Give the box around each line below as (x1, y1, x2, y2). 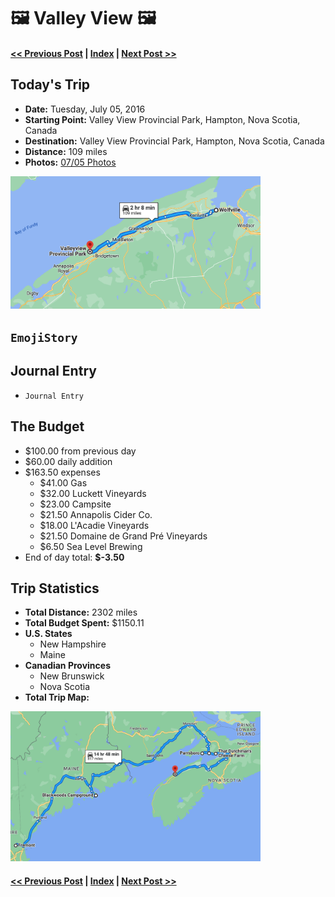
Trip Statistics (10, 580, 100, 597)
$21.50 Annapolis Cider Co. (39, 508, 153, 520)
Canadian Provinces (24, 660, 111, 672)
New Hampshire (39, 638, 107, 650)
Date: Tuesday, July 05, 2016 (24, 103, 146, 115)
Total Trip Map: (24, 691, 90, 704)
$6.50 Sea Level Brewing (39, 540, 143, 552)
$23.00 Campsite (39, 498, 112, 510)
